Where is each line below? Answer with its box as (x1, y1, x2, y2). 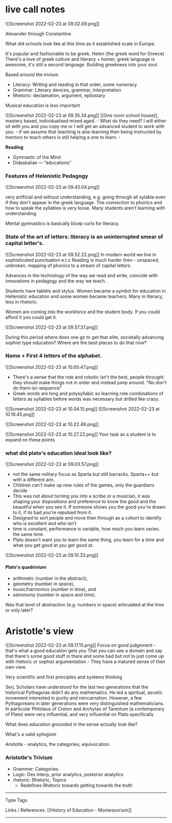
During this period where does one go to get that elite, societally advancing (5, 334, 164, 340)
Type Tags (5, 797, 28, 803)
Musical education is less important (5, 102, 80, 109)
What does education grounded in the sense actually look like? (5, 721, 138, 727)
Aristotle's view (5, 625, 74, 637)
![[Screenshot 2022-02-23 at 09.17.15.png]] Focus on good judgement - (5, 642, 156, 649)
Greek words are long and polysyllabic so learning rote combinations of (12, 390, 164, 397)
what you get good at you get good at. (12, 542, 94, 548)
